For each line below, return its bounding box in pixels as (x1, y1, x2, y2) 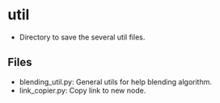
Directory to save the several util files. (19, 32, 146, 42)
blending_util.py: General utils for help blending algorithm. (19, 76, 212, 86)
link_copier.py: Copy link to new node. (19, 85, 146, 95)
